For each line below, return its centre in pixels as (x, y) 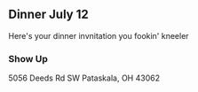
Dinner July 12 (49, 15)
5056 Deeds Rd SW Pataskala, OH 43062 (84, 78)
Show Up (28, 58)
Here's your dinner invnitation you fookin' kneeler (99, 35)
